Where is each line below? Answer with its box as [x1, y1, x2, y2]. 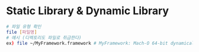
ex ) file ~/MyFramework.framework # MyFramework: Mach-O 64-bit [6, 40, 168, 46]
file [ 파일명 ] [6, 29, 37, 35]
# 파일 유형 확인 [6, 24, 41, 30]
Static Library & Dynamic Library [6, 4, 169, 18]
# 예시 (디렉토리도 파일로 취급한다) [6, 34, 82, 41]
